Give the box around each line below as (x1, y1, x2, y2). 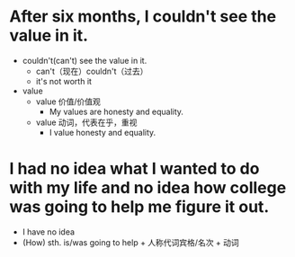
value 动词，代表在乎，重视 (35, 117, 138, 128)
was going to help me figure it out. (9, 197, 270, 217)
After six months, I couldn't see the (9, 6, 277, 27)
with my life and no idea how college (9, 178, 287, 199)
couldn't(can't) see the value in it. (22, 55, 147, 66)
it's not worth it (35, 75, 93, 86)
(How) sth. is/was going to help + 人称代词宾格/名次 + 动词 (22, 236, 240, 248)
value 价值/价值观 (35, 96, 102, 107)
